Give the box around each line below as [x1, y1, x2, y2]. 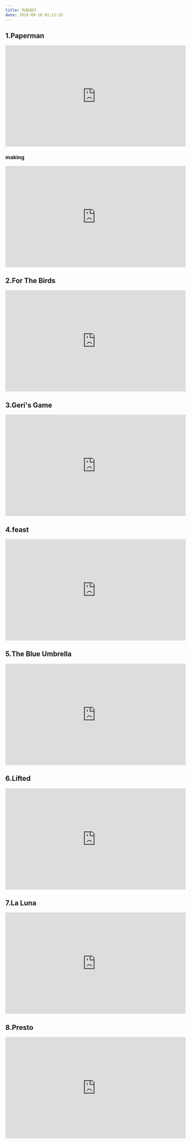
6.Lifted [5, 774, 31, 783]
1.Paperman [5, 31, 45, 40]
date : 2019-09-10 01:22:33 [5, 12, 63, 18]
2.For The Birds [5, 276, 56, 285]
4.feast [5, 525, 29, 534]
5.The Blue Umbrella [5, 650, 72, 659]
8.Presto [5, 1023, 33, 1032]
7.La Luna [5, 899, 37, 908]
